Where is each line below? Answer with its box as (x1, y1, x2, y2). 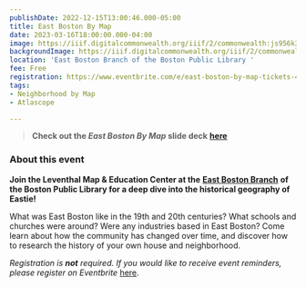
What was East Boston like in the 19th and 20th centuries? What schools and (9, 211, 297, 222)
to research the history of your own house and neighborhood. (9, 240, 241, 251)
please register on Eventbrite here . (9, 267, 139, 278)
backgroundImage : (9, 47, 76, 56)
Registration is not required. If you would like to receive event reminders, (9, 257, 282, 268)
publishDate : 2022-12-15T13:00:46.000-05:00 (9, 13, 181, 23)
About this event (9, 153, 85, 166)
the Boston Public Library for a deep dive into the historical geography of (9, 183, 291, 194)
